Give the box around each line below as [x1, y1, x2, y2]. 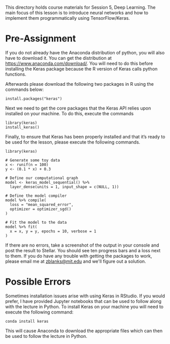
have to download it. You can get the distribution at [5, 55, 112, 61]
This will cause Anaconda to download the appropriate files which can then [5, 327, 163, 334]
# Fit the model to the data [5, 220, 67, 225]
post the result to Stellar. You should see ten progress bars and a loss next [5, 247, 161, 253]
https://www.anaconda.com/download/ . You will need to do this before [5, 60, 153, 66]
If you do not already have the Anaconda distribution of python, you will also [5, 49, 165, 55]
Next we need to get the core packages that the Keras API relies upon [5, 105, 151, 111]
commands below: [5, 86, 44, 92]
